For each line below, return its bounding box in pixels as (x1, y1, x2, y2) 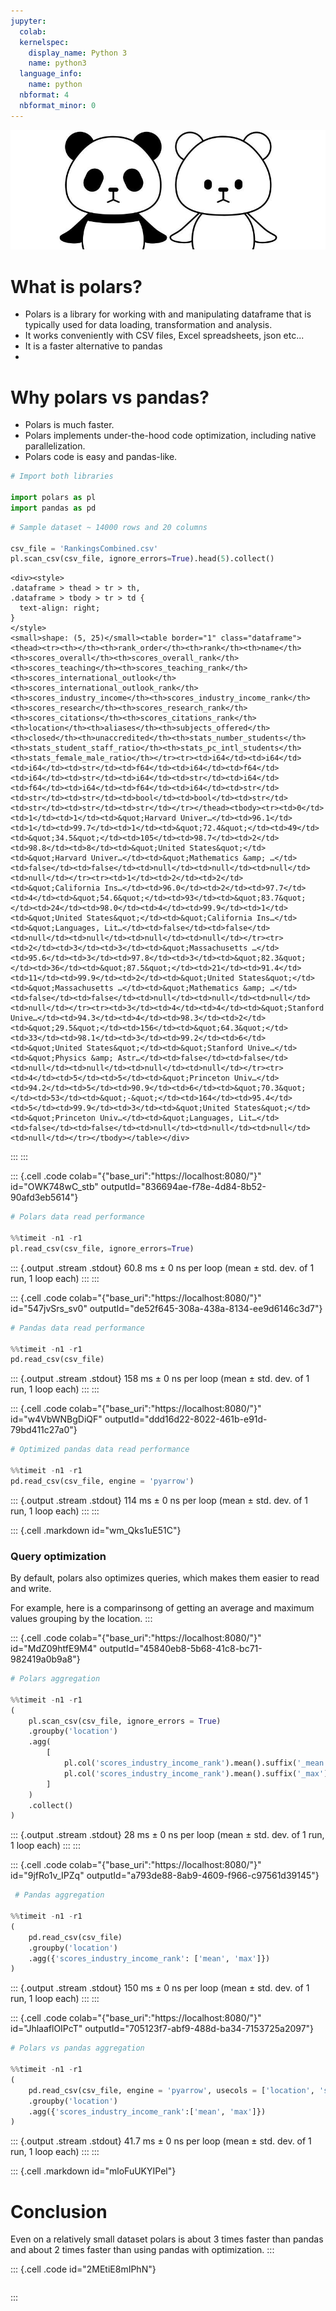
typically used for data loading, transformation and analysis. (24, 319, 273, 331)
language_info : (19, 69, 83, 79)
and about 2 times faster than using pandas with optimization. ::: (10, 2244, 275, 2256)
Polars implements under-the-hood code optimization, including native (24, 430, 317, 442)
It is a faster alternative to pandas (24, 340, 163, 352)
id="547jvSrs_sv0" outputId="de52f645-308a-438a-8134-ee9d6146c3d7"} (10, 1302, 323, 1314)
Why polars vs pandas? (10, 386, 210, 409)
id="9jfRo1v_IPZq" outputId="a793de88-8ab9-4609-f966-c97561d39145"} (10, 1870, 320, 1882)
